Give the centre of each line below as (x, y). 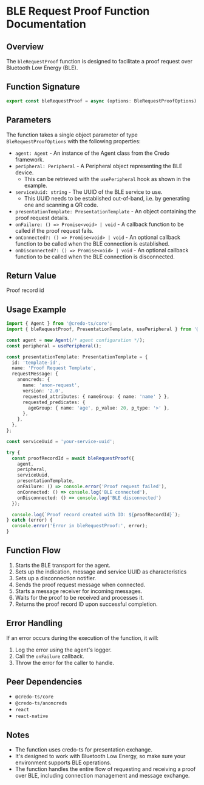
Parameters (29, 120)
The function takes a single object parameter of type (72, 135)
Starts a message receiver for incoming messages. (79, 591)
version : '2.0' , (43, 391)
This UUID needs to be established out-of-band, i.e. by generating (107, 198)
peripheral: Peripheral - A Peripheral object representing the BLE (99, 166)
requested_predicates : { (54, 402)
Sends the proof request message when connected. (80, 584)
